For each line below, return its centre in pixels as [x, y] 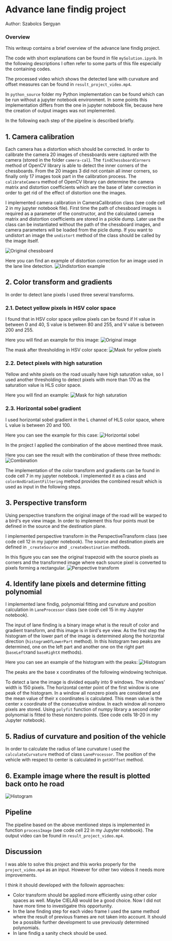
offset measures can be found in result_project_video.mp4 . [69, 84]
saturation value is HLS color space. [43, 385]
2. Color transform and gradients [59, 282]
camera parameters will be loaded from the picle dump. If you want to [79, 230]
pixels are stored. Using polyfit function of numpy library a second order [83, 710]
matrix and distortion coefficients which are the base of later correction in [83, 187]
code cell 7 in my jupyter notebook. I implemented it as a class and [76, 476]
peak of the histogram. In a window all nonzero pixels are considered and [83, 693]
